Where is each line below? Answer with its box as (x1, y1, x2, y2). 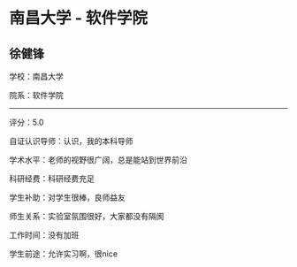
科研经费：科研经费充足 (9, 173, 95, 184)
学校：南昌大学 (9, 72, 64, 81)
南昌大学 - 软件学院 (9, 8, 148, 28)
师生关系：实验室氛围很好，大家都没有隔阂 (9, 211, 164, 221)
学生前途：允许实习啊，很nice (9, 248, 118, 259)
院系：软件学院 (9, 90, 64, 100)
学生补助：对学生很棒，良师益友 (9, 192, 126, 202)
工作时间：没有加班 (9, 230, 80, 240)
